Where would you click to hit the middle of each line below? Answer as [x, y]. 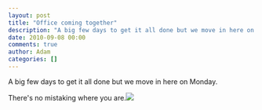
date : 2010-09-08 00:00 [47, 37]
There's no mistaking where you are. [67, 97]
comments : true [33, 45]
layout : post [29, 15]
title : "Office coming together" [63, 23]
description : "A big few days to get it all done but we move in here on [131, 30]
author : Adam [29, 52]
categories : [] [33, 60]
